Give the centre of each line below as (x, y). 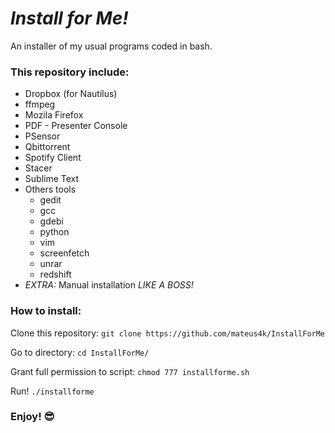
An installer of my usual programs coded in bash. (111, 46)
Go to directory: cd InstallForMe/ (80, 352)
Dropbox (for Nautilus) (71, 94)
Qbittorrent (47, 147)
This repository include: (70, 72)
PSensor (42, 136)
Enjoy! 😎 (32, 417)
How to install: (46, 311)
